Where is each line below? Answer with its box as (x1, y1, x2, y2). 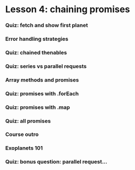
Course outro (5, 131, 39, 138)
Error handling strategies (5, 36, 69, 43)
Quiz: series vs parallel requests (5, 63, 87, 70)
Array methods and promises (5, 76, 79, 83)
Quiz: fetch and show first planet (5, 22, 88, 29)
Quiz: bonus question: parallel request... (5, 158, 107, 165)
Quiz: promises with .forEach (5, 90, 79, 97)
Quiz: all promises (5, 117, 51, 124)
